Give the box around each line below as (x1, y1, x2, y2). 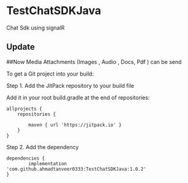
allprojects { (6, 106, 43, 112)
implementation (28, 160, 67, 166)
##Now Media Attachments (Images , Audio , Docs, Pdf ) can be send (6, 58, 182, 65)
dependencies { (6, 155, 45, 162)
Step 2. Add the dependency (6, 143, 79, 150)
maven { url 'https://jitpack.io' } (28, 122, 122, 128)
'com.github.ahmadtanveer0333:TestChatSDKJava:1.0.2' (6, 166, 147, 172)
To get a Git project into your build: (6, 70, 94, 77)
